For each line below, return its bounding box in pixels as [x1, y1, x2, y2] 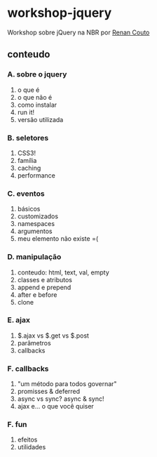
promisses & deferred [17, 388, 81, 396]
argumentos [17, 227, 53, 236]
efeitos [17, 435, 38, 444]
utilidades [17, 443, 46, 451]
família [17, 156, 37, 164]
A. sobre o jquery [7, 69, 67, 79]
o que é [17, 86, 40, 94]
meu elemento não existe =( [17, 234, 99, 243]
